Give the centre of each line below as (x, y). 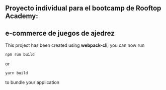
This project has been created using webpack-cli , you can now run (75, 45)
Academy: (22, 16)
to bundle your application (32, 82)
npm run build (20, 55)
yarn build (17, 73)
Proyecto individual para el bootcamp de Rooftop (83, 8)
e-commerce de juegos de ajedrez (60, 33)
